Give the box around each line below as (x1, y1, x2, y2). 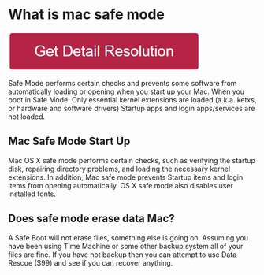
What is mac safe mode (8, 6, 165, 24)
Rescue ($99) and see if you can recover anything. (8, 258, 173, 267)
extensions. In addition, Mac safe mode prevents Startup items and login (8, 172, 244, 182)
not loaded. (8, 112, 46, 121)
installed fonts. (8, 189, 57, 199)
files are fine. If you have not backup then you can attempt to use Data (8, 250, 237, 259)
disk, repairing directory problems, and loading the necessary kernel (8, 164, 231, 173)
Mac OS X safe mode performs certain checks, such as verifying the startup (8, 155, 256, 165)
